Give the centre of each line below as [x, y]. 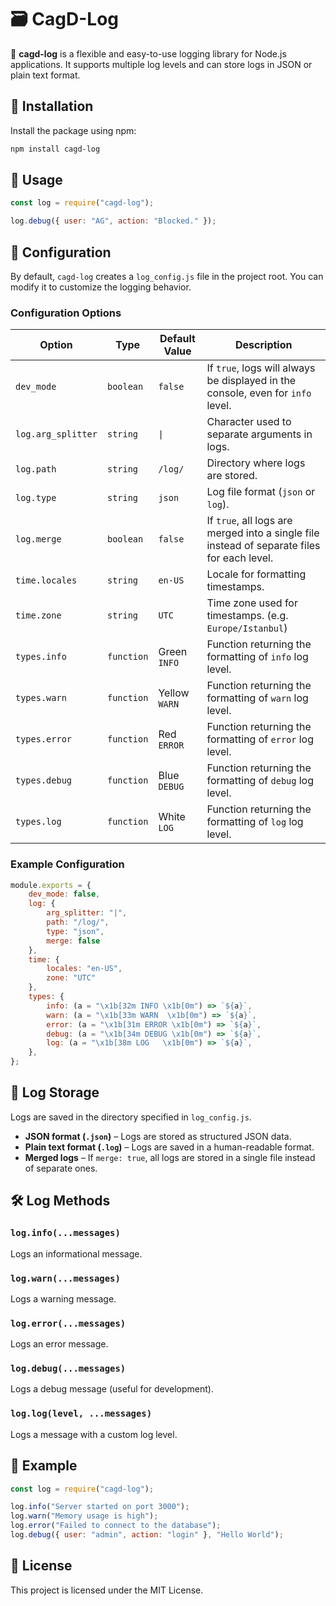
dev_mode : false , [64, 894]
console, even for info [259, 393]
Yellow [174, 693]
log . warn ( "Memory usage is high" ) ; [84, 1516]
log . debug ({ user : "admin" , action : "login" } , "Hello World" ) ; [147, 1535]
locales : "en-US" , [84, 969]
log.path [36, 469]
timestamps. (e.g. [247, 616]
